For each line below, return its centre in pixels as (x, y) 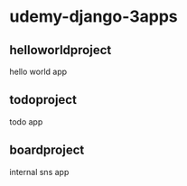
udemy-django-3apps (93, 17)
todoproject (43, 100)
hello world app (38, 71)
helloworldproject (61, 50)
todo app (26, 121)
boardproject (47, 150)
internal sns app (39, 172)
